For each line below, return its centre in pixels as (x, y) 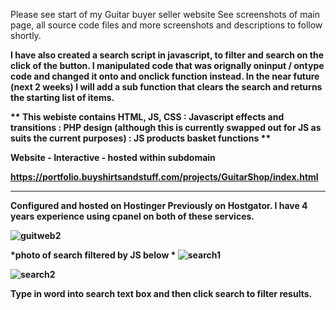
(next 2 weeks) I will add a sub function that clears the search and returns (166, 87)
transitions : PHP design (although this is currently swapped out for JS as (166, 127)
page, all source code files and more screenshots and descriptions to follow (166, 25)
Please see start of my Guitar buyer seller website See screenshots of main (165, 14)
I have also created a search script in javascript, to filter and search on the (167, 55)
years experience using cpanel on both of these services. (132, 216)
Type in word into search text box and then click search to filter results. (161, 293)
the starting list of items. (62, 97)
